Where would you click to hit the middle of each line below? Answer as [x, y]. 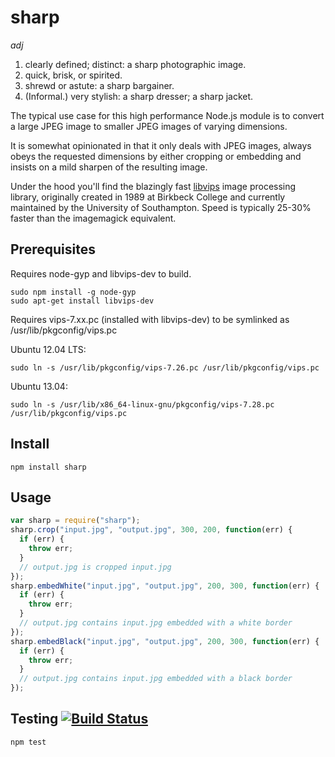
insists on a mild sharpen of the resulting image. [109, 167]
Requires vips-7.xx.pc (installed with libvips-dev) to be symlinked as [150, 319]
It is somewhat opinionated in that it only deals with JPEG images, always [161, 145]
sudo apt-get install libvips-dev [82, 301]
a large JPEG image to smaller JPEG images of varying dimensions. [149, 126]
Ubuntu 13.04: [39, 386]
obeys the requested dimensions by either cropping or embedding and [156, 156]
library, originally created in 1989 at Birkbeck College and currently [148, 197]
